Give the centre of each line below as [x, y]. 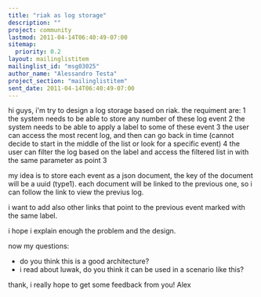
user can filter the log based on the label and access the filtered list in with [129, 152]
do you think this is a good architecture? [84, 261]
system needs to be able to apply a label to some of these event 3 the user [129, 127]
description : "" [34, 23]
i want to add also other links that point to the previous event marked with [127, 208]
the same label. [33, 216]
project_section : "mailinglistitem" [68, 81]
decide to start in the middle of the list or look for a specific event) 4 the [124, 144]
